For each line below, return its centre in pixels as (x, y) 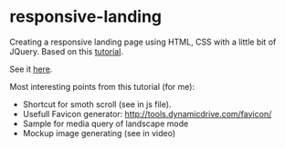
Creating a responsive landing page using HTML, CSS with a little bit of (143, 42)
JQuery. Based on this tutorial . (66, 51)
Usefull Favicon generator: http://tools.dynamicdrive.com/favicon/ (147, 113)
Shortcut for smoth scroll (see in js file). (97, 104)
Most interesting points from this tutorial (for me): (102, 86)
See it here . (31, 69)
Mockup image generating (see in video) (99, 133)
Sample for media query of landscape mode (106, 123)
